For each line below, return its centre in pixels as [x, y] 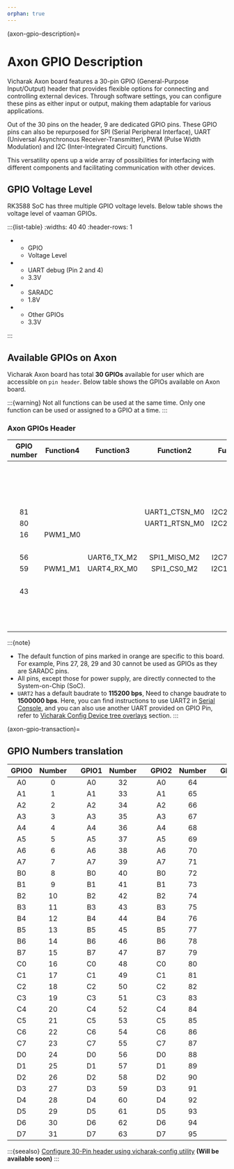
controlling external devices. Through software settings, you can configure [114, 96]
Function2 [174, 451]
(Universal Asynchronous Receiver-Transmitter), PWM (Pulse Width [104, 139]
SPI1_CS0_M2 [174, 569]
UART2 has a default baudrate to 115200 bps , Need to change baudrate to [122, 693]
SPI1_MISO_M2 [174, 558]
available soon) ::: [33, 1159]
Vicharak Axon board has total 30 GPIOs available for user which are [106, 375]
